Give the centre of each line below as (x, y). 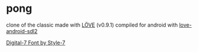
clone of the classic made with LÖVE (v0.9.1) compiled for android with (92, 25)
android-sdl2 (22, 31)
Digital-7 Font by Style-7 (36, 43)
